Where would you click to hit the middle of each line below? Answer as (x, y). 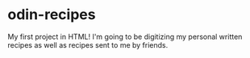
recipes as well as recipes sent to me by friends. (88, 44)
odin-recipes (52, 15)
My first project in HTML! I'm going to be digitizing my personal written (125, 37)
